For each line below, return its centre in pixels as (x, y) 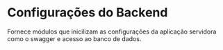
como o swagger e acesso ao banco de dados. (74, 38)
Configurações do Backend (88, 13)
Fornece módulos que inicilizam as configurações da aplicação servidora (112, 32)
